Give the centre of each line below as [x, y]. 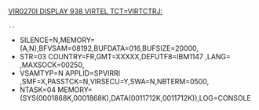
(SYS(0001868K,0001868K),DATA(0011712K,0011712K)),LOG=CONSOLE [135, 98]
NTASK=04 [38, 90]
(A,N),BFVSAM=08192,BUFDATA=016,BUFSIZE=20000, [109, 48]
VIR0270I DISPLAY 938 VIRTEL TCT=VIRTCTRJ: [86, 11]
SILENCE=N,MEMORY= [57, 40]
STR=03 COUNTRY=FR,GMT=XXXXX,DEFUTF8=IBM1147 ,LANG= [125, 57]
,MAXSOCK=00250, [52, 65]
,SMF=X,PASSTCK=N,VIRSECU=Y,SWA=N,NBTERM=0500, [114, 82]
